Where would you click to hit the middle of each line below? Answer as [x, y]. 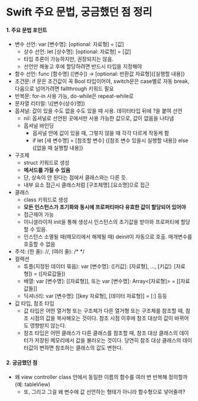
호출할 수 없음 [39, 244]
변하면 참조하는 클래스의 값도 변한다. [81, 348]
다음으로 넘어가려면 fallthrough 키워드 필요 [64, 89]
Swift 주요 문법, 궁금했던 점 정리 [79, 12]
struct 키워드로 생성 [46, 163]
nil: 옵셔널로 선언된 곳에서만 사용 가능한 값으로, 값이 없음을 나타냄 [99, 118]
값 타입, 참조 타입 [34, 303]
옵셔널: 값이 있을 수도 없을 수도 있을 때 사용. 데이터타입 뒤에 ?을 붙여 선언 [98, 111]
